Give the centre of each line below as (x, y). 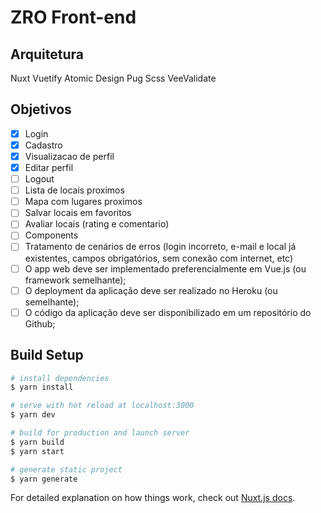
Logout (39, 179)
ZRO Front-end (73, 17)
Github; (40, 323)
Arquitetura (47, 54)
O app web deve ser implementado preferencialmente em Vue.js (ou (165, 268)
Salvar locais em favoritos (78, 213)
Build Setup (47, 355)
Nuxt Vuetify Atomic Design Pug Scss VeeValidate (113, 78)
